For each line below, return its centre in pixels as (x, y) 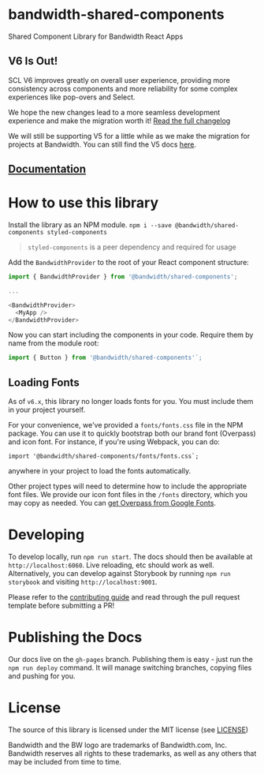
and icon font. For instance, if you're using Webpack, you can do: (114, 442)
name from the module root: (54, 343)
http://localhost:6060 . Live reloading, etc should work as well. (111, 565)
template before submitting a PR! (61, 606)
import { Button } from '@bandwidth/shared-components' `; (105, 358)
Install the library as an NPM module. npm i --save (90, 225)
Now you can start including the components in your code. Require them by (131, 335)
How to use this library (84, 203)
